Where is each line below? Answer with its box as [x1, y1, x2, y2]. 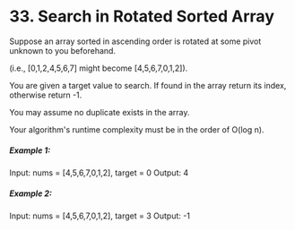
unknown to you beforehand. [9, 45, 117, 55]
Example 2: [9, 188, 52, 199]
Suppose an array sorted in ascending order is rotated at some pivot [9, 36, 262, 47]
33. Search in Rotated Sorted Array [9, 6, 275, 27]
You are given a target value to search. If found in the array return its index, [9, 80, 287, 90]
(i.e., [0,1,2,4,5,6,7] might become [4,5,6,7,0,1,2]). [9, 63, 188, 73]
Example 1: [9, 145, 51, 156]
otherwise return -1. [9, 89, 82, 100]
